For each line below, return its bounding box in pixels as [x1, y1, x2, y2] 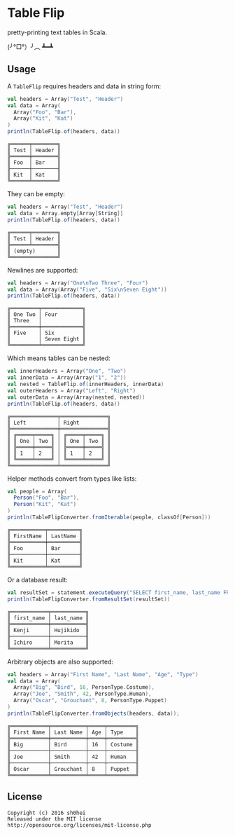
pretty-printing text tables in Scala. [7, 28, 107, 36]
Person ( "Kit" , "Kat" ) [13, 501, 77, 508]
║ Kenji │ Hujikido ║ [7, 626, 90, 633]
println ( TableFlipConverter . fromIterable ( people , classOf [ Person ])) [7, 514, 211, 521]
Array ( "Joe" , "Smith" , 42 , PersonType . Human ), [13, 690, 152, 698]
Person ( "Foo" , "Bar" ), [13, 494, 80, 502]
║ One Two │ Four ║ [7, 311, 86, 318]
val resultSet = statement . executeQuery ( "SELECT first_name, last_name [7, 589, 220, 596]
